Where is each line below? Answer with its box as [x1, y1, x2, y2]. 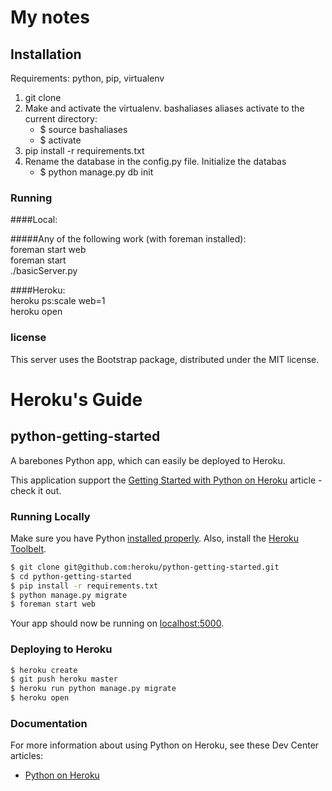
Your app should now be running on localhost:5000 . [10, 617, 225, 630]
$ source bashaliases [39, 124, 128, 135]
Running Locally [10, 509, 91, 523]
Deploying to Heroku [10, 642, 113, 656]
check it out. [10, 484, 62, 496]
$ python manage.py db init [39, 166, 154, 178]
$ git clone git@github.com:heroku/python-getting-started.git [10, 562, 280, 572]
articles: [10, 750, 44, 762]
